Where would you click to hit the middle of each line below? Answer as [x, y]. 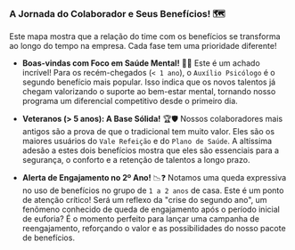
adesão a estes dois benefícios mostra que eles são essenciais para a [150, 150]
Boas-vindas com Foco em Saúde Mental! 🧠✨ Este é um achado [141, 63]
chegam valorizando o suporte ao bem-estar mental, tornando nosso [149, 92]
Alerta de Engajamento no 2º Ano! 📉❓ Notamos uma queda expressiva [154, 178]
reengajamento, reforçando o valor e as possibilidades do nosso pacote [154, 229]
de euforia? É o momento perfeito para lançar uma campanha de [141, 219]
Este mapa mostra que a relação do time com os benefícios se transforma [145, 36]
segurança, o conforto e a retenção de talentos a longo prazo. [136, 160]
